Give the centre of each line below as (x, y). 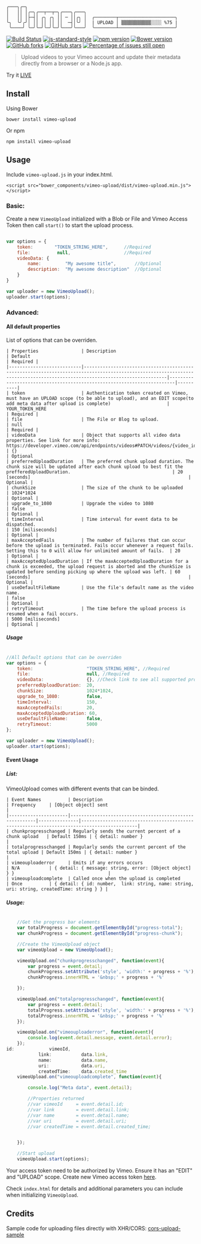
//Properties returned (56, 1099)
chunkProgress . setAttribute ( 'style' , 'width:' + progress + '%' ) (111, 972)
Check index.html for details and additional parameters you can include (95, 1189)
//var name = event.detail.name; (79, 1115)
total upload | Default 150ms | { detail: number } (72, 852)
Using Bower (22, 108)
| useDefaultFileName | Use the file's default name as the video (100, 587)
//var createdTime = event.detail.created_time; (89, 1127)
